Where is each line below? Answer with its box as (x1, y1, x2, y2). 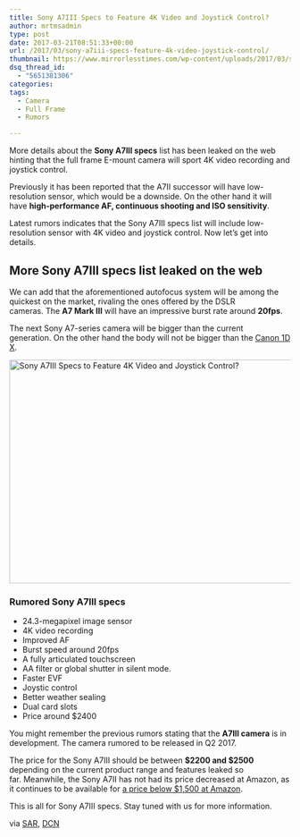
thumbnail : (9, 55, 50, 63)
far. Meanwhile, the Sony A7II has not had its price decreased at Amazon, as (9, 774, 290, 785)
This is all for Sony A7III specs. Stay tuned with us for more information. (9, 801, 272, 812)
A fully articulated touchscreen (21, 654, 136, 664)
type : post (9, 30, 50, 38)
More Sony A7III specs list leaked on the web (9, 263, 263, 278)
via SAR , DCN (9, 818, 60, 829)
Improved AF (21, 635, 70, 646)
